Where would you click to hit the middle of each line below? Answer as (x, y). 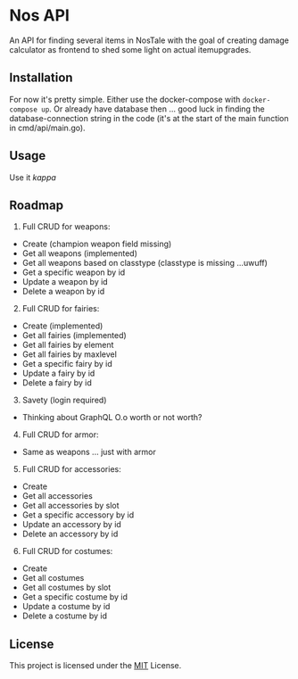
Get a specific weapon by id (74, 272)
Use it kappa (33, 177)
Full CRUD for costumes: (67, 551)
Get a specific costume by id (74, 597)
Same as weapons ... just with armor (89, 452)
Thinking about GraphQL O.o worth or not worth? (112, 418)
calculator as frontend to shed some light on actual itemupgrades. (130, 49)
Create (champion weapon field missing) (97, 244)
